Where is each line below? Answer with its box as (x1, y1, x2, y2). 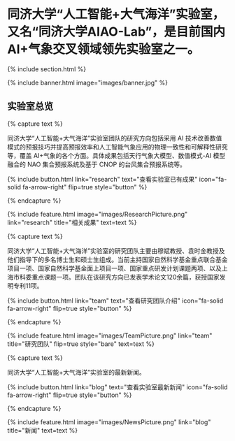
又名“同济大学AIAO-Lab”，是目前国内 (7, 24, 226, 40)
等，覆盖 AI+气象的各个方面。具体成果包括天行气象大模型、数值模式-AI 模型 (7, 151, 226, 159)
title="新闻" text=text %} (7, 426, 78, 434)
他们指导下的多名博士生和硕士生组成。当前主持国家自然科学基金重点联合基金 (7, 255, 228, 263)
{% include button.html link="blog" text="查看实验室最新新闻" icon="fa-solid (7, 382, 228, 391)
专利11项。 (13, 281, 43, 290)
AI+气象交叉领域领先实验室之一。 (7, 41, 200, 57)
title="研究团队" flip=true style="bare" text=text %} (7, 340, 155, 348)
